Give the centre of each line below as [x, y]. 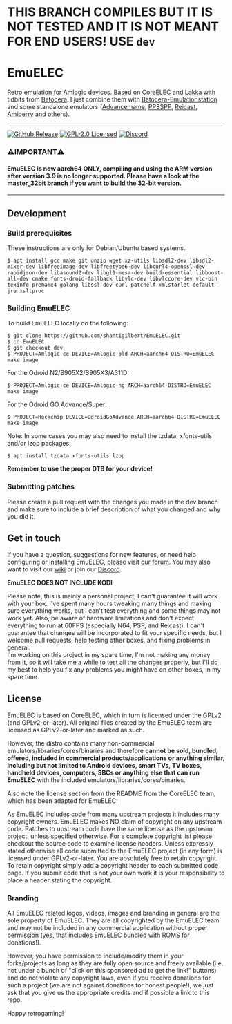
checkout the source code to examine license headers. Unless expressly [110, 844]
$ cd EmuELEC [26, 342]
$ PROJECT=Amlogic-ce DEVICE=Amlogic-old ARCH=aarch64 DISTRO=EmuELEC [111, 354]
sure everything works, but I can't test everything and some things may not [114, 611]
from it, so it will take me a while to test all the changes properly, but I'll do [113, 662]
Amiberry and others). [39, 114]
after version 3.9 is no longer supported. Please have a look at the [103, 176]
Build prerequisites [40, 233]
